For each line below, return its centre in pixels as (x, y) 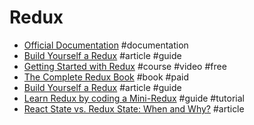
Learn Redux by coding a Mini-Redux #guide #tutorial (134, 98)
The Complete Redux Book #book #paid (106, 77)
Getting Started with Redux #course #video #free (125, 66)
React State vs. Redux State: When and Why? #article (134, 108)
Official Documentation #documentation (106, 45)
